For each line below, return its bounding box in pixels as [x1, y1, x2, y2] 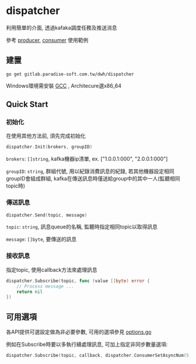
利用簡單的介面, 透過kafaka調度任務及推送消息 [6, 24, 117, 31]
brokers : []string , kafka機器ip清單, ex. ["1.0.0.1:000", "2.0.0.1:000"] [6, 155, 168, 162]
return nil [16, 289, 43, 294]
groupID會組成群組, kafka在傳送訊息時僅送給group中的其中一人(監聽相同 [6, 175, 180, 182]
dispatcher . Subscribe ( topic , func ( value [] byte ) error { [6, 278, 150, 284]
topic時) [6, 182, 25, 189]
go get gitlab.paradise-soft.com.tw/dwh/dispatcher [6, 71, 134, 77]
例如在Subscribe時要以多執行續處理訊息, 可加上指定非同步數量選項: [6, 341, 168, 348]
